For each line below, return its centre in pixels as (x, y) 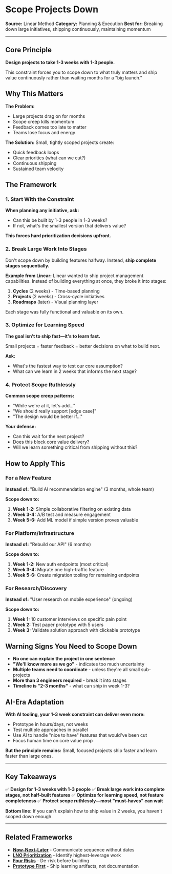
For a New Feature (28, 478)
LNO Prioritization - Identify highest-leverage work (67, 855)
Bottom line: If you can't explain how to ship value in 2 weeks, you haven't (84, 811)
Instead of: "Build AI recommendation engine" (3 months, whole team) (80, 489)
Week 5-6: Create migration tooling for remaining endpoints (76, 575)
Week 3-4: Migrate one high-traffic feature (58, 570)
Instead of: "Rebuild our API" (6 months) (48, 545)
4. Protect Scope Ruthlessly (40, 384)
